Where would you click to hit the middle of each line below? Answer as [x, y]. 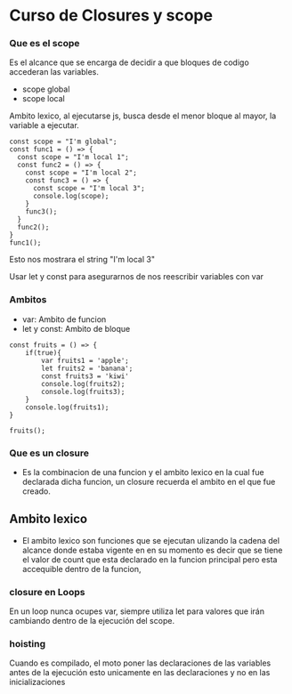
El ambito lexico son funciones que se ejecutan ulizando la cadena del [151, 540]
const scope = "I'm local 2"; [81, 173]
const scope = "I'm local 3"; [89, 189]
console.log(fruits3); [83, 391]
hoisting [28, 644]
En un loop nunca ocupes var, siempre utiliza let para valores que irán [137, 611]
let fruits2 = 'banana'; [87, 368]
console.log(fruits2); [83, 383]
